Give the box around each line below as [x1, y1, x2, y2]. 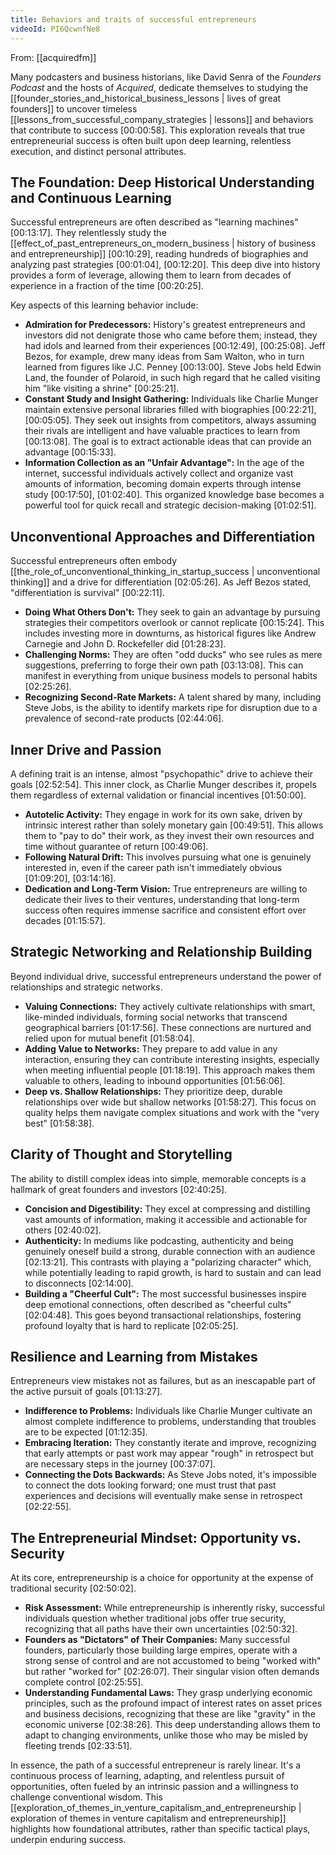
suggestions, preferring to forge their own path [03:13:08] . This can [24, 659, 304, 671]
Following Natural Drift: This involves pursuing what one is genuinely [24, 851, 312, 863]
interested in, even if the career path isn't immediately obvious [24, 861, 283, 873]
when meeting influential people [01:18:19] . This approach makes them [24, 1064, 316, 1076]
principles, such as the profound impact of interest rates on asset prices [24, 1697, 323, 1710]
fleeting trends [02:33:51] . [24, 1740, 133, 1752]
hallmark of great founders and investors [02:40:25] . [10, 1183, 228, 1195]
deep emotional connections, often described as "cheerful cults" [24, 1298, 292, 1310]
